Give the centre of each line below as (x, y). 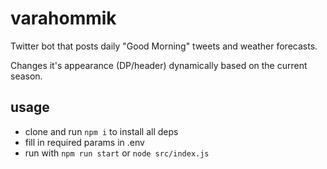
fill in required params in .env (84, 142)
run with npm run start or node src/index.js (117, 153)
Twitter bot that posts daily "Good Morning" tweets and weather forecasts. (164, 46)
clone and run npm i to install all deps (101, 131)
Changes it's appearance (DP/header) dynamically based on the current (159, 65)
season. (26, 76)
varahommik (63, 18)
